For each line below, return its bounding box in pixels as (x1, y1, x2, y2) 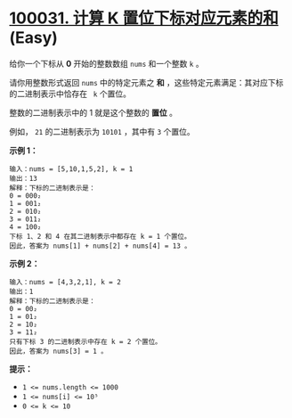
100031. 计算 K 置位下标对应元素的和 (9, 8, 279, 29)
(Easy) (9, 28, 58, 48)
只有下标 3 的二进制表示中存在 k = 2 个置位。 (9, 337, 162, 346)
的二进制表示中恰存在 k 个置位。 (9, 88, 132, 99)
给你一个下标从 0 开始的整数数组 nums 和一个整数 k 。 (9, 58, 204, 69)
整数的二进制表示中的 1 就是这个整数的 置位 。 (9, 107, 178, 118)
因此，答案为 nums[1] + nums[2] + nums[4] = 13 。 (9, 242, 191, 250)
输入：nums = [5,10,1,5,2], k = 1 (9, 164, 134, 174)
